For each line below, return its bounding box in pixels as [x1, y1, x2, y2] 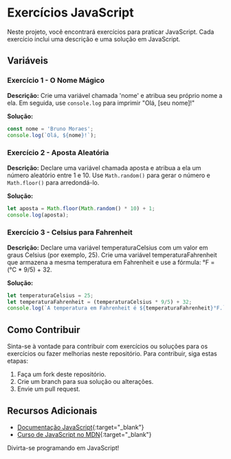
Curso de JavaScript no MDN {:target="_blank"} [16, 430, 152, 438]
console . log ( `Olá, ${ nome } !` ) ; [7, 132, 97, 139]
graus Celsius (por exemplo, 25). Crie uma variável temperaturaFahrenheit [7, 250, 217, 259]
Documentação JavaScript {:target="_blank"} [16, 422, 144, 431]
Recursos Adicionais [7, 405, 98, 416]
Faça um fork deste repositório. [16, 370, 107, 378]
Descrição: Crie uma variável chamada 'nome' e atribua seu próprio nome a [7, 91, 223, 99]
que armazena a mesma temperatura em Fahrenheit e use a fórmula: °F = [7, 258, 215, 266]
